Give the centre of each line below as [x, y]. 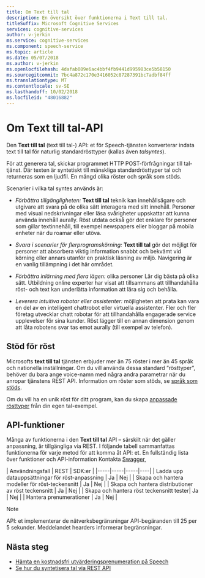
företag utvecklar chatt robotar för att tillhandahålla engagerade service [106, 314]
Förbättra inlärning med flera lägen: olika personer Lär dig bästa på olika [107, 276]
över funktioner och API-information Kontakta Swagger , [76, 459]
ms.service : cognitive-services [47, 40]
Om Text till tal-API [55, 128]
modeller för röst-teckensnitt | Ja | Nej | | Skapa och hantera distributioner [100, 484]
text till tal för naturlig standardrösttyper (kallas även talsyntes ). [86, 152]
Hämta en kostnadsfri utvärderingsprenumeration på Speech [92, 561]
